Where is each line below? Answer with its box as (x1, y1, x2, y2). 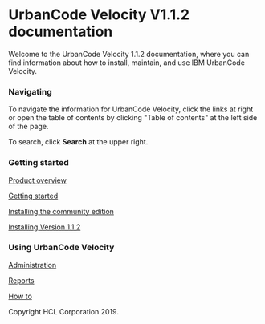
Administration (8, 260, 57, 269)
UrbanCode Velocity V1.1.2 (8, 6, 190, 24)
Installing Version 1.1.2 (8, 222, 81, 232)
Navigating (8, 86, 52, 97)
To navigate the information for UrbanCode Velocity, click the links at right (8, 104, 254, 114)
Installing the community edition (8, 206, 115, 216)
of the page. (8, 122, 49, 132)
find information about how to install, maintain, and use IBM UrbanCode (8, 58, 245, 67)
